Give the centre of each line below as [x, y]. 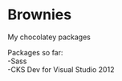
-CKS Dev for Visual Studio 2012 [61, 69]
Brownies [40, 15]
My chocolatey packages [49, 37]
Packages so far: [35, 52]
